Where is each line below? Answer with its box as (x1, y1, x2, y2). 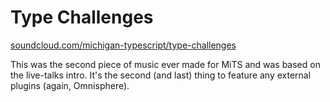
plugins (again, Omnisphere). (10, 79, 130, 91)
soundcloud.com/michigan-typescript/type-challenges (10, 39, 237, 51)
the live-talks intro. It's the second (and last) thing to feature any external (10, 69, 312, 81)
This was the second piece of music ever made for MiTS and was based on (10, 58, 321, 70)
